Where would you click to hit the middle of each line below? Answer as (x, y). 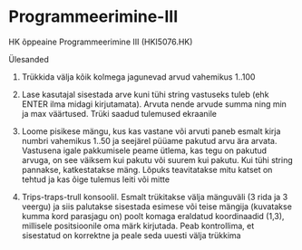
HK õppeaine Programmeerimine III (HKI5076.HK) (101, 42)
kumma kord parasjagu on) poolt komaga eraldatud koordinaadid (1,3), (153, 216)
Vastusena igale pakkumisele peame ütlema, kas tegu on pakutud (144, 150)
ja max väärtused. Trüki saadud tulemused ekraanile (119, 113)
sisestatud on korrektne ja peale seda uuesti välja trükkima (131, 235)
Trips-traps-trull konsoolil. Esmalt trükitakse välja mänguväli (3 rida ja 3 (155, 197)
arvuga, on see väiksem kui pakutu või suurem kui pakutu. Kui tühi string (157, 159)
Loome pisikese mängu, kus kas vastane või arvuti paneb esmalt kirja (151, 131)
